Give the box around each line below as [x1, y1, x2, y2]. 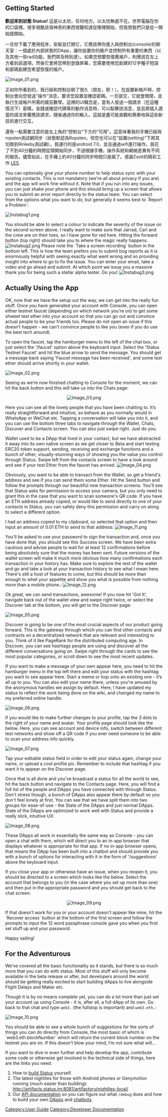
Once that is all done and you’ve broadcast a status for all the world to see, [5, 776, 160, 782]
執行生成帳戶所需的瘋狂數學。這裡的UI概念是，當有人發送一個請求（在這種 [5, 99, 159, 105]
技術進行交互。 [5, 118, 36, 124]
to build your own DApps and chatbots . [12, 1096, 93, 1102]
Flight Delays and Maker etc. [5, 984, 64, 990]
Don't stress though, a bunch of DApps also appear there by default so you [5, 792, 160, 798]
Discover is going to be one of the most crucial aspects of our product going [5, 621, 162, 627]
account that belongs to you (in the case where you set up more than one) [5, 879, 158, 885]
